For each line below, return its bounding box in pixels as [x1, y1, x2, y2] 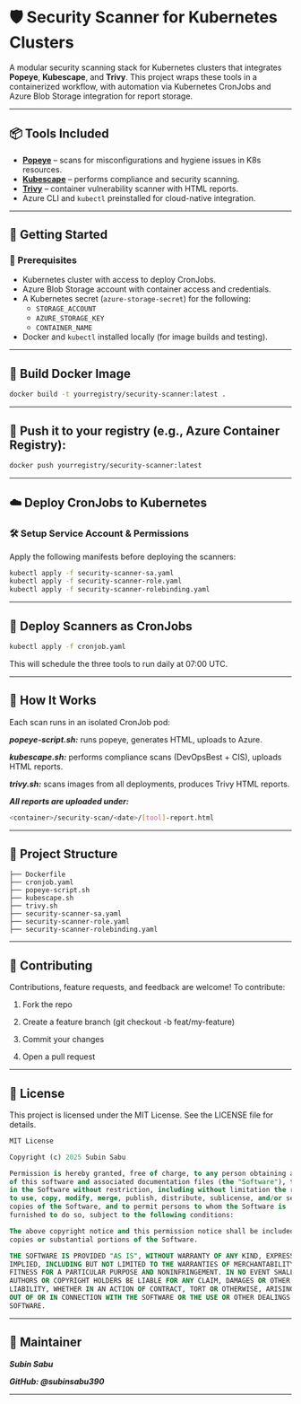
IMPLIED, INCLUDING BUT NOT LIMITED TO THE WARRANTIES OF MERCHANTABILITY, [9, 1259, 298, 1268]
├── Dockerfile [9, 870, 66, 880]
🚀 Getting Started [9, 227, 108, 242]
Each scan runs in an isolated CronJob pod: [9, 716, 170, 727]
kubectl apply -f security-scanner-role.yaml [9, 576, 182, 586]
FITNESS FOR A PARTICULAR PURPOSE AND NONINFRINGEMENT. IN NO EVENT [9, 1268, 271, 1277]
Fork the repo [21, 999, 73, 1010]
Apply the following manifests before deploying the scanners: [9, 551, 236, 562]
